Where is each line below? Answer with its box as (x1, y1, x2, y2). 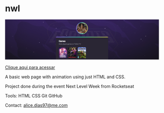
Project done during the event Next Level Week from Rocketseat (5, 84, 134, 90)
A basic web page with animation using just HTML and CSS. (5, 74, 126, 80)
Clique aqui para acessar (5, 65, 55, 70)
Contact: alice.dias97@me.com (5, 102, 68, 108)
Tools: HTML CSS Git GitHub (5, 93, 62, 99)
